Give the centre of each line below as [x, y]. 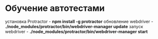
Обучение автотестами [55, 8]
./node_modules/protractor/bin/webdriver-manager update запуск [74, 26]
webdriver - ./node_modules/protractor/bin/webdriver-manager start [77, 31]
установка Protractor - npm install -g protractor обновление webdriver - [79, 21]
